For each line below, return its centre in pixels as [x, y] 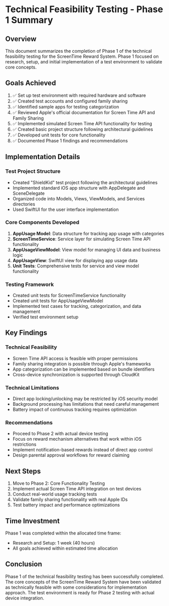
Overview [21, 39]
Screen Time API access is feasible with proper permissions [75, 358]
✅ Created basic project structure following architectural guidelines [83, 129]
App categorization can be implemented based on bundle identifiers [83, 369]
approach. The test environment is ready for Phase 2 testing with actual [80, 592]
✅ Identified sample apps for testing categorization [66, 106]
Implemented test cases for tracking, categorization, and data [77, 306]
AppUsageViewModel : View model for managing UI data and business [87, 249]
